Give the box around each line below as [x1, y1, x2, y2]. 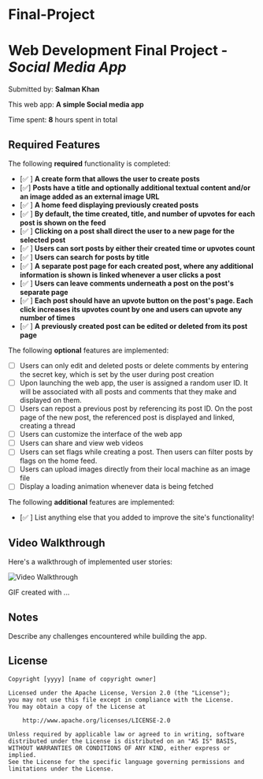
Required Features [8, 138, 101, 151]
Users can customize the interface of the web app [19, 430, 183, 439]
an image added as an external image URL [19, 192, 160, 201]
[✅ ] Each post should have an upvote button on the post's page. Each [19, 296, 254, 305]
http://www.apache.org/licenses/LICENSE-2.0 [22, 716, 171, 725]
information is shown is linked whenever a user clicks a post [19, 270, 221, 279]
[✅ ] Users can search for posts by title [19, 252, 150, 262]
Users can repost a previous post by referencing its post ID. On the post [19, 404, 254, 413]
